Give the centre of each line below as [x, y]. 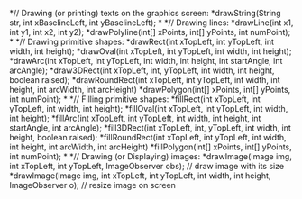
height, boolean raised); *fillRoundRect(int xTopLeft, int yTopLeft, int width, [148, 137]
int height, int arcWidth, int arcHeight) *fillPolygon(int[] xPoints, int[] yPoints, [151, 147]
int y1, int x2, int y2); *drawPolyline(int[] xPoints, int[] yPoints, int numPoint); [150, 32]
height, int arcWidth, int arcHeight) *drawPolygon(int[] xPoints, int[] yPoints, [150, 90]
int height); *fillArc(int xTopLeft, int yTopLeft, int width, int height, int [135, 118]
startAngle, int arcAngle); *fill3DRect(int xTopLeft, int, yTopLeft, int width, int [150, 128]
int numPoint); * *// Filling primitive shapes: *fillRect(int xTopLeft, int [135, 99]
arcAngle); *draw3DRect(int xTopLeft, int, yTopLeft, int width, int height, [142, 70]
